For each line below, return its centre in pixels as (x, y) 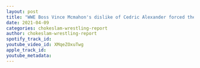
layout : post (22, 12)
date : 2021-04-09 (28, 22)
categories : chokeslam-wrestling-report (57, 28)
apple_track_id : (26, 50)
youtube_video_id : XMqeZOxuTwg (45, 45)
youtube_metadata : (29, 56)
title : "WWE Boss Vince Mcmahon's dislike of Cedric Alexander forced (96, 17)
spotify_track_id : (29, 39)
